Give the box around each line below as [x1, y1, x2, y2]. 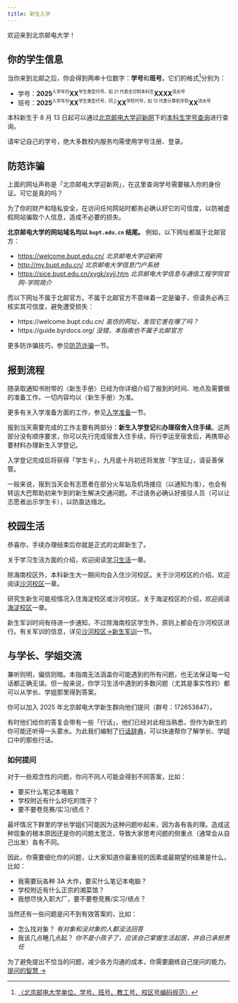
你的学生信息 [7, 54, 64, 66]
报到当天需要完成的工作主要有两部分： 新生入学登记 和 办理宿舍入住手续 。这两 [7, 423, 230, 432]
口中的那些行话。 [7, 735, 57, 744]
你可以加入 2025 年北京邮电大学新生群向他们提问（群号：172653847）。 [7, 703, 217, 711]
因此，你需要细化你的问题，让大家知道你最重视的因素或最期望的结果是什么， [7, 853, 230, 861]
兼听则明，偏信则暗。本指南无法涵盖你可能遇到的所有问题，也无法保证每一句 [7, 670, 230, 679]
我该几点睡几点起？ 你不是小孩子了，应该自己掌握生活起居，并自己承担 [17, 933, 224, 942]
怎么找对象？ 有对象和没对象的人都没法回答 [17, 924, 143, 933]
